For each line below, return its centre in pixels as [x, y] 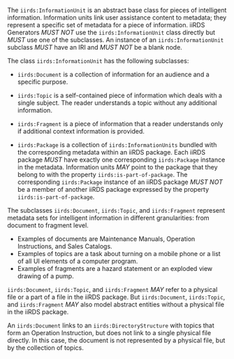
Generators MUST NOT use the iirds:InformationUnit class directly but [111, 32]
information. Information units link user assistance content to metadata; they [117, 17]
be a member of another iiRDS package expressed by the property [113, 189]
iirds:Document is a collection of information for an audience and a [113, 74]
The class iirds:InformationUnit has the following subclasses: [98, 61]
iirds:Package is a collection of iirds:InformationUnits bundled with [117, 145]
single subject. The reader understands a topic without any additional [117, 103]
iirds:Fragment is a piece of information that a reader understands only [120, 124]
